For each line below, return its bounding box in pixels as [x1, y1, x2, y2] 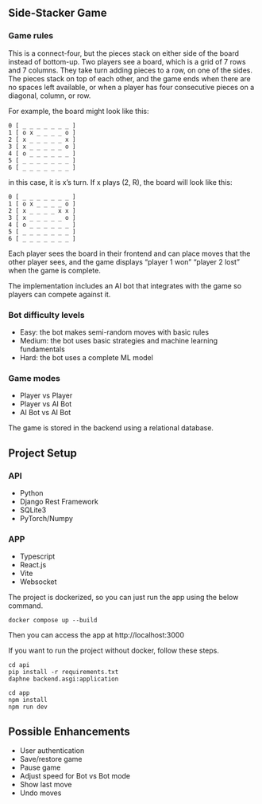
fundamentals [19, 344, 65, 354]
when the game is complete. [8, 265, 102, 275]
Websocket [19, 577, 57, 586]
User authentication [19, 746, 85, 755]
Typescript [19, 551, 56, 561]
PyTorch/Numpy [19, 513, 74, 523]
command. [8, 601, 44, 610]
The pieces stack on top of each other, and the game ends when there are [8, 73, 252, 83]
